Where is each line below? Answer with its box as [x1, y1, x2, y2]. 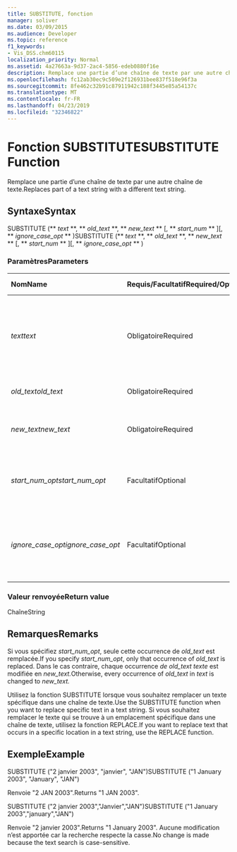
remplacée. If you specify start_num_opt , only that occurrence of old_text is [7, 654, 226, 663]
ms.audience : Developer [7, 30, 78, 37]
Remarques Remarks [7, 628, 99, 640]
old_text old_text [11, 386, 63, 396]
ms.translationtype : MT [7, 89, 78, 96]
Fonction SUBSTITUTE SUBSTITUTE [7, 139, 219, 155]
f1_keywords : [7, 43, 46, 50]
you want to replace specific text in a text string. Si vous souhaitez [7, 705, 200, 714]
